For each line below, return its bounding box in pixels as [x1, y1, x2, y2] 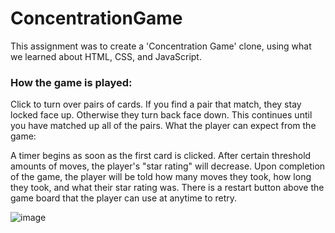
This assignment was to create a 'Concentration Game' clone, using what [10, 40, 312, 52]
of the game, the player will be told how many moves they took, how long [10, 171, 312, 183]
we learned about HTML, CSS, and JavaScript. [10, 50, 202, 62]
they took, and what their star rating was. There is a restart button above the [10, 182, 325, 194]
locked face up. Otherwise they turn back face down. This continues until [10, 109, 313, 121]
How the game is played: [10, 75, 133, 89]
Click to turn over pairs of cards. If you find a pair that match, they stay [10, 98, 302, 111]
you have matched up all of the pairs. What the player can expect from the [10, 120, 317, 132]
